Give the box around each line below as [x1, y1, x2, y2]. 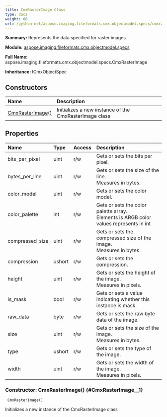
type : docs [5, 12, 28, 17]
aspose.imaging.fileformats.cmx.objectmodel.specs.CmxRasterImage [5, 59, 148, 65]
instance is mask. [96, 302, 137, 309]
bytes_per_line [7, 173, 42, 180]
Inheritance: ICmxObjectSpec [5, 69, 67, 75]
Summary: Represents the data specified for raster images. [5, 35, 127, 41]
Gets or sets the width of [96, 359, 154, 366]
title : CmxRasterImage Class [5, 7, 66, 12]
